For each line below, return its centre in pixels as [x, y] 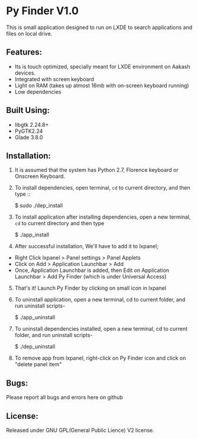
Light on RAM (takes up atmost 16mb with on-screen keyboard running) [102, 85]
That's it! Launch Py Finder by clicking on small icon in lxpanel [90, 288]
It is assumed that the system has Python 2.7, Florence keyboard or [96, 170]
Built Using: [28, 110]
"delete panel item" [38, 364]
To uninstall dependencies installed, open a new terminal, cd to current [101, 329]
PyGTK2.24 [29, 131]
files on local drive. [29, 33]
